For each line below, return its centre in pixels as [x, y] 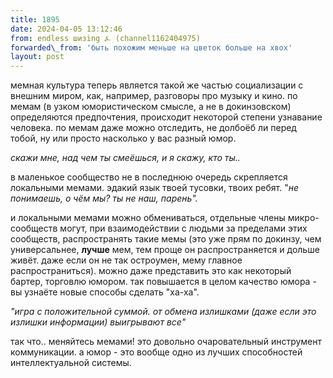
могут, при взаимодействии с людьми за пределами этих [183, 228]
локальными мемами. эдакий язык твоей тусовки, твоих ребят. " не [155, 188]
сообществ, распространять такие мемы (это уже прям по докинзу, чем [166, 239]
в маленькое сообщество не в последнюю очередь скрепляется [149, 177]
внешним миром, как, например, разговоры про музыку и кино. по [154, 96]
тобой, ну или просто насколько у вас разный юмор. [123, 138]
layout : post [37, 57]
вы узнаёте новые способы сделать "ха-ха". [105, 292]
